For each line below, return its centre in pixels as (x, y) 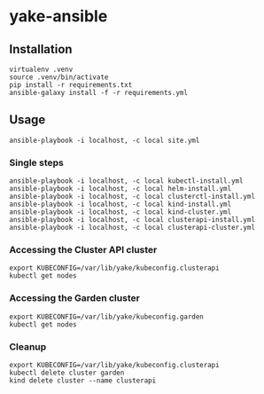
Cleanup (28, 346)
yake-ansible (58, 16)
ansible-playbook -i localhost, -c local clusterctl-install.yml (132, 197)
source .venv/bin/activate (59, 77)
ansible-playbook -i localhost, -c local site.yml (105, 140)
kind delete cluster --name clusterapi (83, 381)
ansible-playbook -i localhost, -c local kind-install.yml (120, 205)
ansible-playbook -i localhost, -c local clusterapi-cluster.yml (132, 228)
